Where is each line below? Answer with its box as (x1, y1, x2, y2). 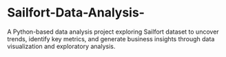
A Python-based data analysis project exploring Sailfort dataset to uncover (7, 27, 219, 36)
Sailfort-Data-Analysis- (7, 5, 145, 21)
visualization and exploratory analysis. (7, 42, 116, 50)
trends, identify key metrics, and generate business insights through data (7, 34, 215, 43)
